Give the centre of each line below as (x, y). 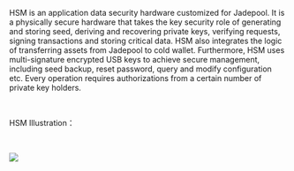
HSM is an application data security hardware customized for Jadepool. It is (147, 13)
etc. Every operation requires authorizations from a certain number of (136, 78)
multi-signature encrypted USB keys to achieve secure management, (135, 59)
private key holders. (45, 88)
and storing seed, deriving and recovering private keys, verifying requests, (145, 31)
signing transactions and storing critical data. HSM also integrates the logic (146, 41)
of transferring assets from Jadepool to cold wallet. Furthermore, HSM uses (147, 50)
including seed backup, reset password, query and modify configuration (140, 69)
